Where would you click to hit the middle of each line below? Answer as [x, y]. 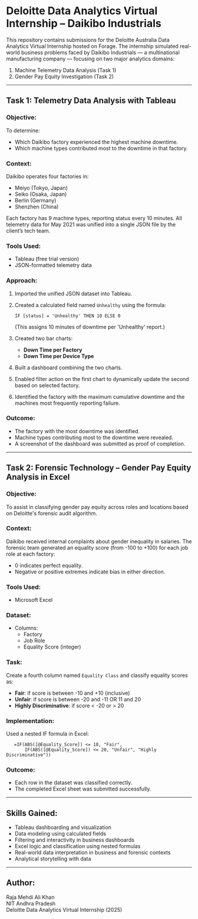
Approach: [22, 280]
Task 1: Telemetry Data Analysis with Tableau [91, 101]
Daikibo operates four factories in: [47, 176]
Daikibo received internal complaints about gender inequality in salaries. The [99, 541]
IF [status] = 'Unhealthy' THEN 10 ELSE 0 [67, 316]
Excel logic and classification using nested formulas [77, 846]
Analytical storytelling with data [53, 859]
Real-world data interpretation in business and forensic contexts [93, 853]
